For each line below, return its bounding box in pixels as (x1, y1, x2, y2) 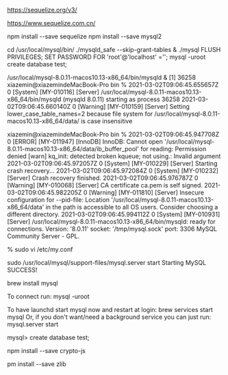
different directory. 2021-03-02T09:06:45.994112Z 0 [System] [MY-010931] (7, 210, 220, 218)
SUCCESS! (7, 266, 38, 274)
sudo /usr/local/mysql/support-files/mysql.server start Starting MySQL (7, 259, 207, 266)
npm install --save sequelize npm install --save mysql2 (7, 32, 162, 40)
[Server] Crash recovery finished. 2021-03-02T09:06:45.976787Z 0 (7, 174, 199, 182)
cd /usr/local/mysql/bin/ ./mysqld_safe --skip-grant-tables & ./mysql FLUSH (7, 46, 221, 53)
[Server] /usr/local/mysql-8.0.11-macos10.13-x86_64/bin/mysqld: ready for (7, 218, 216, 225)
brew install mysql (7, 279, 58, 287)
